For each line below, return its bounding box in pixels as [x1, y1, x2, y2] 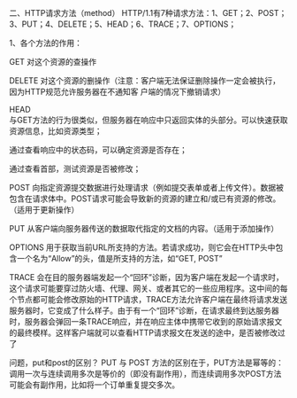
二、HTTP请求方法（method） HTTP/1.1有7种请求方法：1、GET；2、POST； [9, 8, 287, 18]
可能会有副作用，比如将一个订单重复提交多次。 [9, 379, 179, 390]
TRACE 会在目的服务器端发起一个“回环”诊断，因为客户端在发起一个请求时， [9, 272, 285, 282]
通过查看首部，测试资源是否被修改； [9, 163, 141, 174]
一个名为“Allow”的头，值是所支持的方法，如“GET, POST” [16, 254, 223, 263]
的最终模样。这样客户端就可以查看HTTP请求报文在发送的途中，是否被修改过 [9, 327, 286, 338]
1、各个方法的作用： [9, 38, 82, 48]
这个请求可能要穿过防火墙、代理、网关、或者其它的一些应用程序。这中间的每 [9, 283, 288, 293]
